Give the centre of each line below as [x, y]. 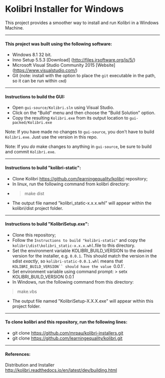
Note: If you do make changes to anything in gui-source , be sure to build [79, 146]
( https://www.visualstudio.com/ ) [45, 70]
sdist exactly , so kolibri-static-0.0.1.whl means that [68, 261]
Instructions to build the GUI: [35, 96]
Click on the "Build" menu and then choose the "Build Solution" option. [84, 113]
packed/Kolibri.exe [32, 123]
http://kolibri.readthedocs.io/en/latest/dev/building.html [61, 370]
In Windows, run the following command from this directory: [73, 282]
